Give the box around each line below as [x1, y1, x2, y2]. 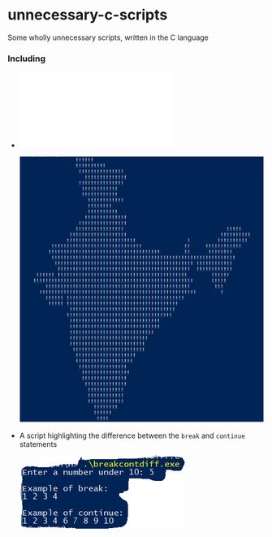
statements [19, 440, 58, 449]
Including [7, 53, 46, 64]
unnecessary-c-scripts [7, 6, 168, 24]
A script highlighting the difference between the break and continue [19, 431, 245, 440]
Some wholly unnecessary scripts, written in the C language [7, 32, 209, 42]
